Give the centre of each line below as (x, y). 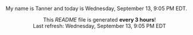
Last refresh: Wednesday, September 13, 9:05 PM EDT (99, 26)
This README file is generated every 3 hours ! (99, 20)
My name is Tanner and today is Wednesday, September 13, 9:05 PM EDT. (96, 8)
